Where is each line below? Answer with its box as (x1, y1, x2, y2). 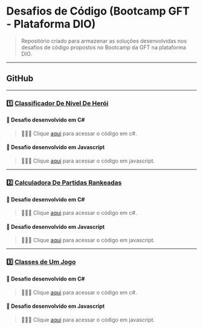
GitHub (6, 73, 34, 84)
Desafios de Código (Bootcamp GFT (6, 4, 190, 18)
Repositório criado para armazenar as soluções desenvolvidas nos (21, 37, 187, 44)
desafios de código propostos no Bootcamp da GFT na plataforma (21, 44, 186, 51)
